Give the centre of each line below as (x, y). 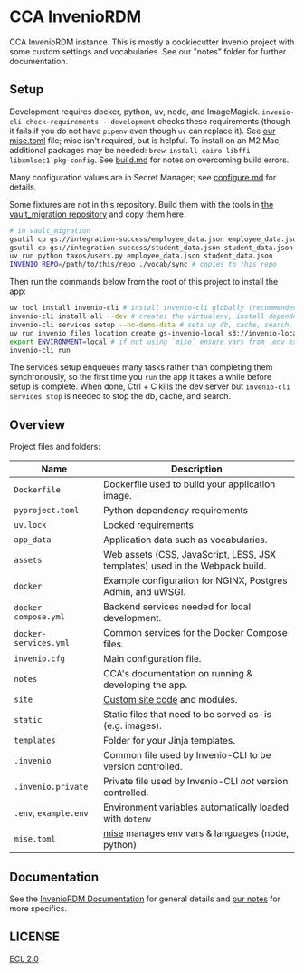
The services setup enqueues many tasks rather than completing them (141, 367)
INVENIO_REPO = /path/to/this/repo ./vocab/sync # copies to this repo (143, 265)
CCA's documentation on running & (178, 674)
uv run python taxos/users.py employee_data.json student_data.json (141, 256)
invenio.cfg (40, 659)
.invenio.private (51, 787)
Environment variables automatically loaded (196, 807)
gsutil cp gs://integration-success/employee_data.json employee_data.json (155, 239)
